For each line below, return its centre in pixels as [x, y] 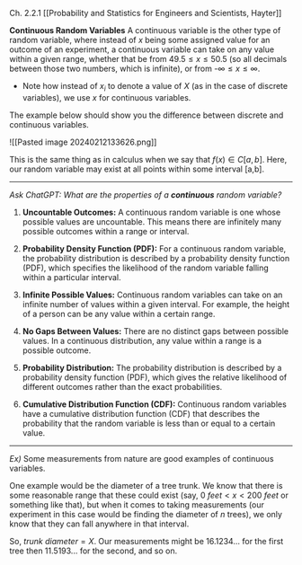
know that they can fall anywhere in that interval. [99, 524]
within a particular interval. [71, 277]
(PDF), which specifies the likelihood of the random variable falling [146, 268]
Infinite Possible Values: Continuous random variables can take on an [152, 295]
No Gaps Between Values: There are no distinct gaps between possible [155, 331]
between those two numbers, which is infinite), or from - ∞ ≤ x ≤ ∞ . [135, 68]
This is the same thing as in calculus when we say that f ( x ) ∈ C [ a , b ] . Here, [148, 159]
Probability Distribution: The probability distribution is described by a [152, 367]
